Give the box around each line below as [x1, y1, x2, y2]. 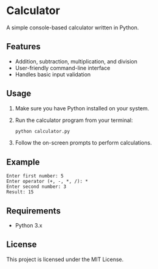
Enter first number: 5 [6, 173, 64, 179]
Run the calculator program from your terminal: [15, 117, 133, 124]
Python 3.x [15, 222, 43, 229]
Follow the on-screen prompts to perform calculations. [15, 139, 152, 146]
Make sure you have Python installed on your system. [15, 104, 149, 112]
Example [6, 157, 40, 167]
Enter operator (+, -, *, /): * [6, 178, 88, 185]
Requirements [6, 206, 61, 216]
